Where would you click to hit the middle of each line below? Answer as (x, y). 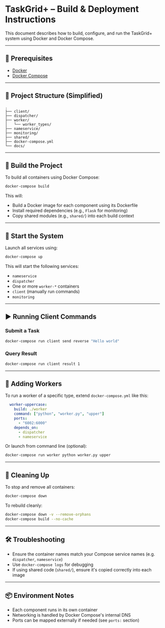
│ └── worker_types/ (28, 124)
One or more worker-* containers (46, 286)
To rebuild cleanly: (24, 505)
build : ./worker (31, 409)
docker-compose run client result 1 (42, 364)
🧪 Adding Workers (34, 384)
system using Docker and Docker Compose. (50, 38)
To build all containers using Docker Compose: (52, 177)
